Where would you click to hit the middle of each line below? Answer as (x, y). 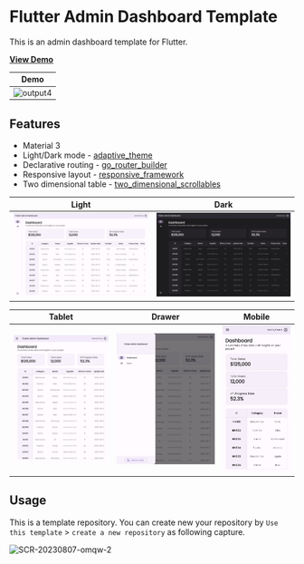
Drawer (166, 317)
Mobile (256, 317)
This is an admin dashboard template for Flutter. (99, 42)
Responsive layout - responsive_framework (103, 175)
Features (35, 124)
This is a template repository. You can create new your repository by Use (144, 522)
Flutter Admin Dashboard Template (144, 17)
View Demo (32, 59)
